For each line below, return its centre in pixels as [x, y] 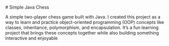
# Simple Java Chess [27, 7]
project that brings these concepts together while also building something [82, 33]
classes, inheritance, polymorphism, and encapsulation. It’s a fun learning [82, 27]
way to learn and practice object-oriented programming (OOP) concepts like [85, 22]
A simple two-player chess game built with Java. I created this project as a [83, 17]
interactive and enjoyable [32, 38]
